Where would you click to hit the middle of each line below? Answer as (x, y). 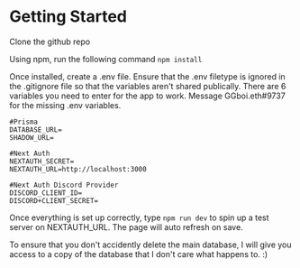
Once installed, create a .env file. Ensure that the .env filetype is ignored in (147, 76)
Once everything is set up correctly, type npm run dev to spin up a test (139, 217)
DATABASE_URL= (36, 129)
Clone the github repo (50, 42)
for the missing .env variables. (65, 105)
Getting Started (68, 17)
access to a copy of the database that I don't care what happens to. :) (139, 254)
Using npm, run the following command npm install (106, 59)
